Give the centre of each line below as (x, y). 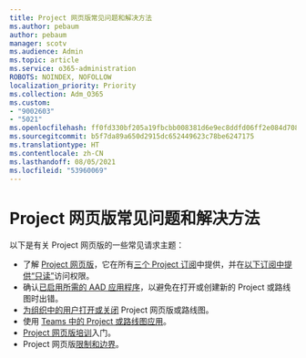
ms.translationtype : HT (55, 145)
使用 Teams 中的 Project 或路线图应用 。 (97, 322)
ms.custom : (30, 102)
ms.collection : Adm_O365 (56, 94)
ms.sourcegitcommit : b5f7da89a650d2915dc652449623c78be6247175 (132, 137)
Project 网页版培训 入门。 (69, 332)
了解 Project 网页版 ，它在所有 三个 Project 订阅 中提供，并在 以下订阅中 (153, 264)
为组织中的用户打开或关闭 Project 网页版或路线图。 (118, 310)
